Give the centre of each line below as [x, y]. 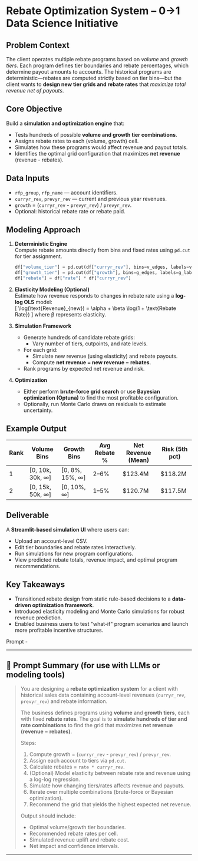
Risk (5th [175, 449]
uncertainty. [38, 410]
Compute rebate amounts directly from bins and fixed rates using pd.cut [102, 250]
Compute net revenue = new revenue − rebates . [92, 362]
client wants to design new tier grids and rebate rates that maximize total [96, 84]
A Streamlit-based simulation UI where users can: [68, 529]
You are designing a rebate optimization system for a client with [99, 689]
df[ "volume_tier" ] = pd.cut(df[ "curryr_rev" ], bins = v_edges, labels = [102, 267]
